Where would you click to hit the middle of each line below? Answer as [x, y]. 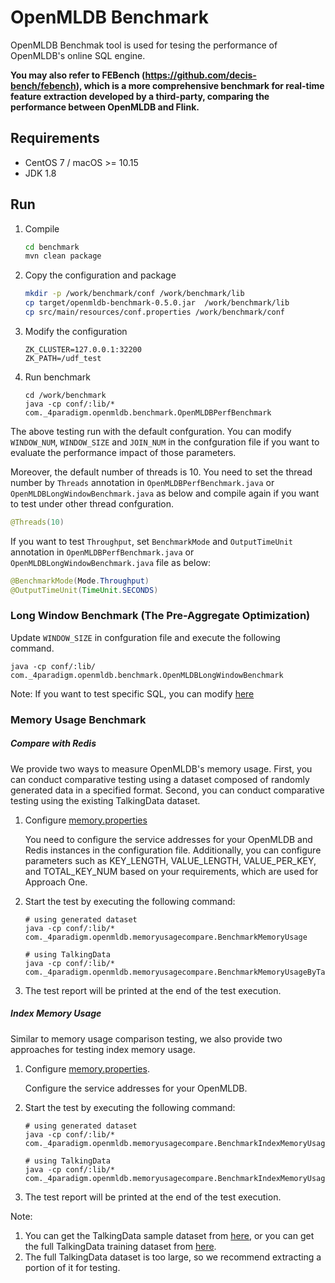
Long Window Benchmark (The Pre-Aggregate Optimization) [160, 616]
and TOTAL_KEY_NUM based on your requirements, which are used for [171, 871]
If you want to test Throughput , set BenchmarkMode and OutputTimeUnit [152, 541]
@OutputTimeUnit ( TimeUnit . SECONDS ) [84, 590]
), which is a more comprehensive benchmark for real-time [200, 85]
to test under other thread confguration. [92, 503]
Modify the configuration [76, 331]
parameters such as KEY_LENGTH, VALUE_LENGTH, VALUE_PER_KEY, [170, 860]
